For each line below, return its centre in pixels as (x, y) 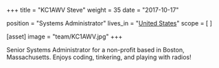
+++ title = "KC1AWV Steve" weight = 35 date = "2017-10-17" (93, 10)
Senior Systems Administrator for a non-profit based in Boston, (95, 50)
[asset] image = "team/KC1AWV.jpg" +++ (65, 36)
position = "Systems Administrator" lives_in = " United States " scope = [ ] (109, 23)
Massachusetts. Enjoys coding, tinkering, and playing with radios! (99, 57)
